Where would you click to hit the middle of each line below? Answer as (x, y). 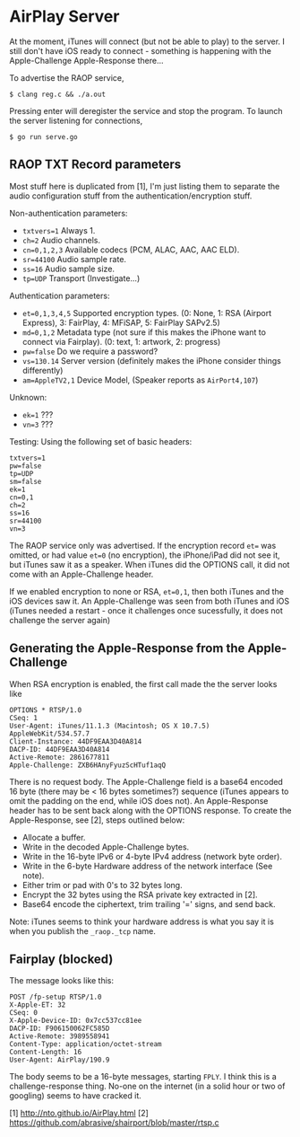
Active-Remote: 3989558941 (60, 1036)
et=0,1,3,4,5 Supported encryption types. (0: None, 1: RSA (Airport (147, 313)
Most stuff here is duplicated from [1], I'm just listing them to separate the (145, 186)
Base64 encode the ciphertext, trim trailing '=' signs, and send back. (149, 903)
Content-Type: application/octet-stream (86, 1044)
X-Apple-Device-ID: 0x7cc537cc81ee (76, 1021)
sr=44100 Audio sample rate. (74, 259)
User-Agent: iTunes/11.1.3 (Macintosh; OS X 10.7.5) (110, 726)
